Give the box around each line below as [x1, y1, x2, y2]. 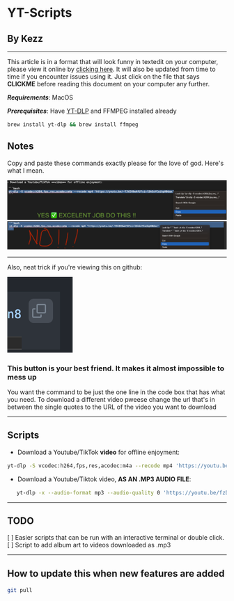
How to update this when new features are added [7, 568, 225, 579]
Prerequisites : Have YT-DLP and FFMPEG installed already [7, 107, 177, 115]
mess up [7, 372, 37, 382]
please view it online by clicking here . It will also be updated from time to [7, 65, 216, 73]
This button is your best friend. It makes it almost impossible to [7, 364, 225, 373]
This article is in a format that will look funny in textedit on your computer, [7, 58, 218, 65]
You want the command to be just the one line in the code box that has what [7, 388, 226, 396]
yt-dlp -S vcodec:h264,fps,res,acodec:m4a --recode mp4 [7, 462, 173, 469]
